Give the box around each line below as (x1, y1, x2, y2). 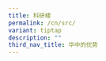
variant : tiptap (8, 26, 62, 34)
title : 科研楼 (8, 11, 51, 20)
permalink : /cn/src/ (8, 19, 77, 27)
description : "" (8, 33, 62, 42)
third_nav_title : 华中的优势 (8, 41, 99, 49)
